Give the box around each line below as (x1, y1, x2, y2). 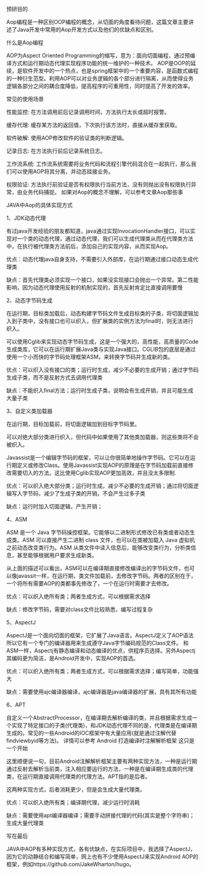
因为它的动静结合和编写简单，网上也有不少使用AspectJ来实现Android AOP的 (6, 853, 199, 860)
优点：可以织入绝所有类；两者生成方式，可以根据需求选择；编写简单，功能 (6, 668, 193, 674)
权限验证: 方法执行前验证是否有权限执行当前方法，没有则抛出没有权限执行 (6, 181, 191, 188)
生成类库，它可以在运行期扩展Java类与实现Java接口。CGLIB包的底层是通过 (6, 345, 196, 353)
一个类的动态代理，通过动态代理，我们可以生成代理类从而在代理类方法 (16, 235, 193, 242)
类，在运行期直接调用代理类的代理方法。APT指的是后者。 (6, 773, 151, 780)
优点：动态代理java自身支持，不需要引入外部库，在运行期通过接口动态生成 (6, 256, 193, 262)
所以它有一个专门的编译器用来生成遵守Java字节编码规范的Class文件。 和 (6, 640, 189, 646)
